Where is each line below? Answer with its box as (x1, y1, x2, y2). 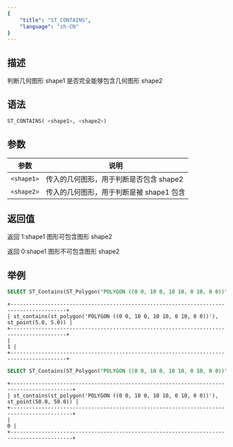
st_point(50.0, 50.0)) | (7, 398, 79, 405)
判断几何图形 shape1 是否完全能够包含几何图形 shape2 (7, 77, 163, 85)
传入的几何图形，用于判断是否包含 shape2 (46, 174, 184, 184)
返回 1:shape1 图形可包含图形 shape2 (7, 233, 112, 241)
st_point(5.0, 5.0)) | (7, 319, 73, 326)
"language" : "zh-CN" (19, 23, 79, 30)
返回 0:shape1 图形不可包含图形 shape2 (7, 247, 120, 256)
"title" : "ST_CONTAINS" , (19, 17, 92, 24)
